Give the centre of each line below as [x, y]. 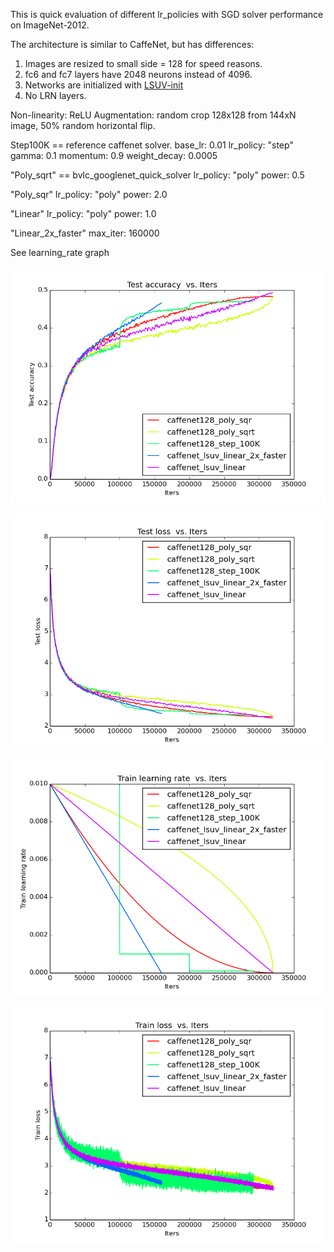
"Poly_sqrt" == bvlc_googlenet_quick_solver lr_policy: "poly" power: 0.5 [157, 175]
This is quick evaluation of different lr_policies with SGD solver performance [167, 14]
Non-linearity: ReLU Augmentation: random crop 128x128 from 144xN [153, 115]
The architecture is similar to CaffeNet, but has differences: [132, 44]
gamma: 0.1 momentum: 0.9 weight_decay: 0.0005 [114, 155]
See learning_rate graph [60, 252]
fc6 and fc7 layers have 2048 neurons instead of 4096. [138, 74]
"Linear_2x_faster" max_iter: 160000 [85, 233]
